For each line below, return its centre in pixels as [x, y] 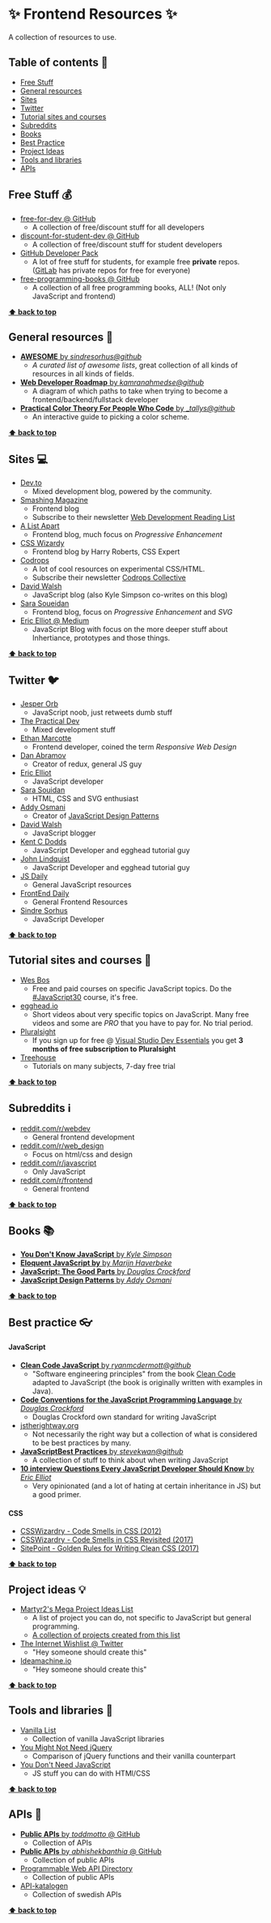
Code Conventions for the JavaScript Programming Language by [131, 1400]
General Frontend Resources [80, 902]
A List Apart [40, 526]
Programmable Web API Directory [76, 1868]
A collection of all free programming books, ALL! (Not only [129, 287]
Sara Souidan [42, 790]
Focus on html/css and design [83, 1154]
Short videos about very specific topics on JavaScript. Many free [140, 1014]
